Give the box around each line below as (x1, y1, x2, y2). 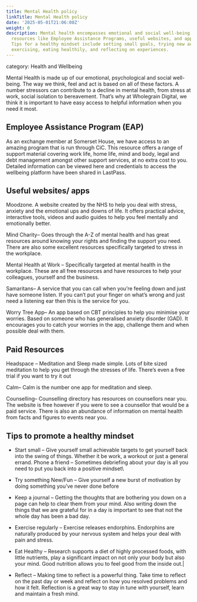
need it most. (6, 105, 38, 112)
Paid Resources (6, 344, 64, 354)
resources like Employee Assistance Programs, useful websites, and (11, 36, 182, 42)
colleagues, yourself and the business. (6, 273, 100, 281)
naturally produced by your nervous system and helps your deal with (14, 531, 181, 537)
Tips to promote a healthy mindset (6, 431, 134, 441)
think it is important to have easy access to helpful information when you (6, 99, 182, 106)
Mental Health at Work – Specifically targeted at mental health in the (6, 261, 171, 268)
